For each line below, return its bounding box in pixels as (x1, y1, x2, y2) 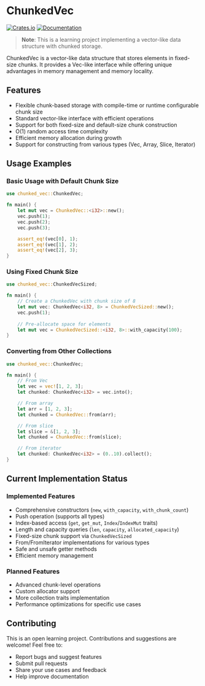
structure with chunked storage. (21, 42, 102, 50)
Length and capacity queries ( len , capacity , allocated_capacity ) (15, 526, 179, 533)
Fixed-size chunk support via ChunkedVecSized (15, 532, 132, 539)
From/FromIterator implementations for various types (15, 539, 150, 546)
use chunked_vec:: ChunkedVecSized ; (6, 281, 98, 287)
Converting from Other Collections (6, 347, 112, 356)
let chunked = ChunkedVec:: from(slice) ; (17, 434, 122, 440)
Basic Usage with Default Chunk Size (6, 177, 119, 185)
